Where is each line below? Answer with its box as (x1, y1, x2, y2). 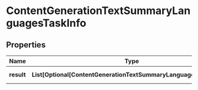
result (9, 71, 27, 78)
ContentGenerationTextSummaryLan (6, 4, 191, 18)
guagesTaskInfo (6, 16, 87, 30)
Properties (6, 40, 46, 50)
